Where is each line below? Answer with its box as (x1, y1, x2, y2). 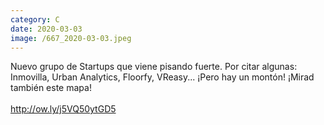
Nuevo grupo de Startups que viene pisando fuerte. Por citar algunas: (10, 61, 298, 73)
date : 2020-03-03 (10, 24, 83, 34)
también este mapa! (10, 82, 92, 94)
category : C (10, 14, 60, 25)
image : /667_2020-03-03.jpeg (10, 33, 132, 43)
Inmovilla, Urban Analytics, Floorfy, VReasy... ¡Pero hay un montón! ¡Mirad (10, 71, 315, 83)
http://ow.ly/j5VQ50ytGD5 (10, 103, 117, 115)
